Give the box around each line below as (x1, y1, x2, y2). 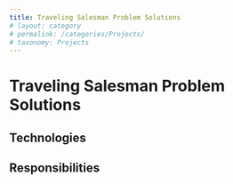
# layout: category (9, 21, 82, 30)
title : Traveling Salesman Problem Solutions (9, 12, 181, 22)
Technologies (9, 130, 87, 145)
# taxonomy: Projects (9, 37, 90, 47)
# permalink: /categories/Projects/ (9, 29, 145, 38)
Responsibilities (9, 161, 100, 176)
